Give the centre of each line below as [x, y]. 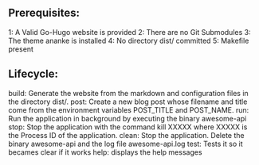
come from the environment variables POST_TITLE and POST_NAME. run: [129, 109]
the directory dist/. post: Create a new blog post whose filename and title [128, 102]
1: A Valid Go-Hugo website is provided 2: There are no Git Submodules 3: [129, 32]
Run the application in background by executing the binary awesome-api [128, 118]
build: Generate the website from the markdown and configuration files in [128, 93]
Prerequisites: [44, 13]
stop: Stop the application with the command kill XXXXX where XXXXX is [128, 127]
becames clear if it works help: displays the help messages [105, 152]
